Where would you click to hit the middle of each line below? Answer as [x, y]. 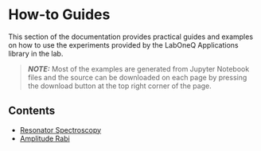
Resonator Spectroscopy [60, 130]
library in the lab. [36, 53]
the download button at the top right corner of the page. [120, 86]
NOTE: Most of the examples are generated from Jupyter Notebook [138, 68]
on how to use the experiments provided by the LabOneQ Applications [123, 45]
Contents [32, 111]
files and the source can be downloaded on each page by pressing [137, 77]
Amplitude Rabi [45, 138]
